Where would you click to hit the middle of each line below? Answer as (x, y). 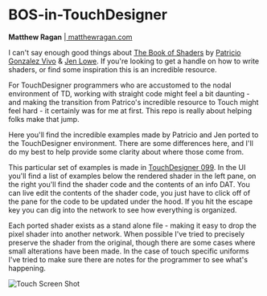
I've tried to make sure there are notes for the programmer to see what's (128, 259)
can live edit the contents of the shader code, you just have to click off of (129, 193)
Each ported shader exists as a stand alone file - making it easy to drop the (133, 225)
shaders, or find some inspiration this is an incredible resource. (113, 69)
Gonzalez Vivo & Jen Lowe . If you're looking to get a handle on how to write (134, 61)
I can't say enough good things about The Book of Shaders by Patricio (125, 52)
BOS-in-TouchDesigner (88, 15)
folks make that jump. (44, 119)
